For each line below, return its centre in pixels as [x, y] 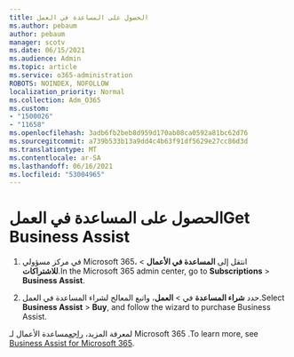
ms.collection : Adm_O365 [55, 100]
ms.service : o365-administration [71, 75]
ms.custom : [29, 108]
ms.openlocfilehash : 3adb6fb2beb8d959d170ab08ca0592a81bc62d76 [129, 133]
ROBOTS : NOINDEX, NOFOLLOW [59, 83]
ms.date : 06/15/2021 [48, 51]
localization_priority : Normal [67, 91]
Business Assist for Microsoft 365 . [72, 344]
